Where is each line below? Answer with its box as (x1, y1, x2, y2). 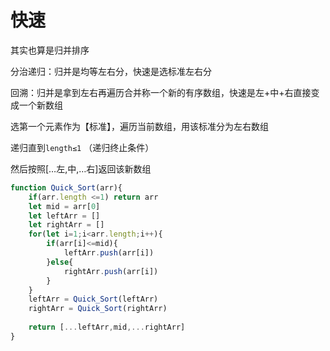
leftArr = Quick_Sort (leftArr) (28, 294, 159, 305)
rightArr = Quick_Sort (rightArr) (28, 304, 168, 314)
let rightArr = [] (28, 220, 105, 230)
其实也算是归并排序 (10, 44, 90, 56)
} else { (46, 257, 74, 267)
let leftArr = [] (28, 211, 101, 221)
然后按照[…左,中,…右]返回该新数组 (10, 162, 152, 175)
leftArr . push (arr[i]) (63, 248, 155, 258)
